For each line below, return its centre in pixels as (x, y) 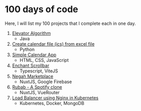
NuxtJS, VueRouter (40, 92)
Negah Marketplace (33, 76)
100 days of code (41, 9)
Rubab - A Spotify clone (37, 87)
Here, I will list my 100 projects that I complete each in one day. (70, 23)
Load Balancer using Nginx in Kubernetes (55, 98)
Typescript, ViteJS (39, 71)
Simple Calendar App (34, 55)
